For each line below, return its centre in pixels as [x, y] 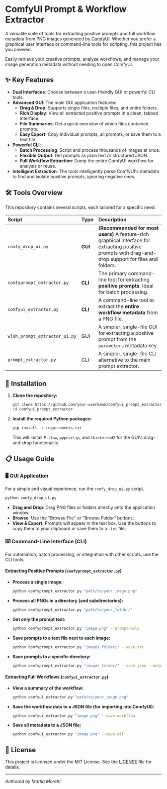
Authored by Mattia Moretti [33, 782]
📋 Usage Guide [30, 459]
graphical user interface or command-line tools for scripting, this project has [83, 44]
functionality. [46, 443]
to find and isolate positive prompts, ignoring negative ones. [74, 176]
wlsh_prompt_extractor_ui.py [42, 336]
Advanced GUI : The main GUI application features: [64, 102]
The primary [113, 273]
